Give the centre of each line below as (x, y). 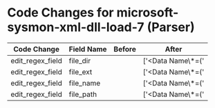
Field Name (88, 49)
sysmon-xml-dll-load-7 (76, 27)
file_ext (81, 72)
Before (125, 49)
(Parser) (171, 27)
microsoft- (148, 13)
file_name (85, 83)
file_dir (80, 61)
